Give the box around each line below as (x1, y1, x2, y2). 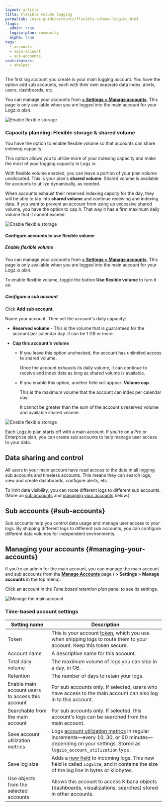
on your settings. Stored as (78, 740, 141, 747)
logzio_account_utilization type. (51, 746, 131, 753)
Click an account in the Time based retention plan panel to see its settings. (5, 586, 159, 592)
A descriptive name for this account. (51, 650, 136, 657)
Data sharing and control (5, 453, 83, 462)
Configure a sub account (5, 293, 58, 299)
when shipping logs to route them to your (51, 635, 148, 642)
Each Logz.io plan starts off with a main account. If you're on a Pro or (5, 429, 147, 435)
